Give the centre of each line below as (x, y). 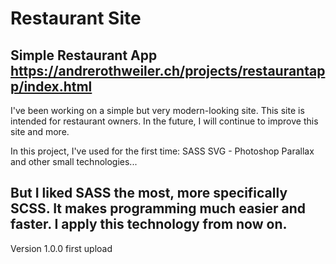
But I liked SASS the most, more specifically (149, 193)
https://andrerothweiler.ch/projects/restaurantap (168, 70)
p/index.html (51, 86)
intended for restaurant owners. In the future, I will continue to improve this (164, 121)
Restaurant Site (76, 18)
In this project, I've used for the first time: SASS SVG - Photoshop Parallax (162, 151)
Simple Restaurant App (84, 55)
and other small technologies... (74, 161)
